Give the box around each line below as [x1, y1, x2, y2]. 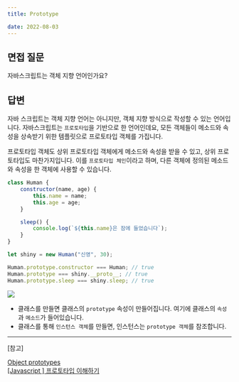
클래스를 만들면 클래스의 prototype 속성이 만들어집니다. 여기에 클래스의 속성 [17, 304, 228, 312]
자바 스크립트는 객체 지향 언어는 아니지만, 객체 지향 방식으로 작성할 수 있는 [7, 114, 212, 123]
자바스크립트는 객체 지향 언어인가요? [7, 72, 108, 80]
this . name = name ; [33, 192, 87, 200]
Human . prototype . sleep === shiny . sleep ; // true [7, 277, 154, 284]
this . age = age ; [33, 199, 81, 206]
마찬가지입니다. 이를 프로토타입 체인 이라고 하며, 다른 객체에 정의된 [31, 156, 210, 165]
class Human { [7, 179, 50, 187]
